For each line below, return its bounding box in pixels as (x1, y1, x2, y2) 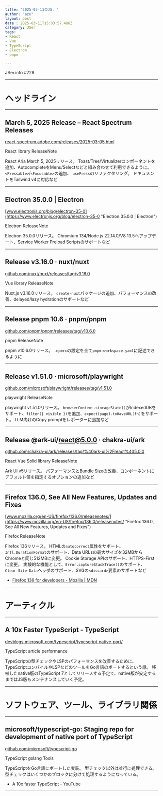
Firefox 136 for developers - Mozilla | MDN (12, 577, 97, 583)
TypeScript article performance (5, 648, 68, 654)
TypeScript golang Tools (5, 755, 54, 761)
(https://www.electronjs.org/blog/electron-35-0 (5, 213, 100, 219)
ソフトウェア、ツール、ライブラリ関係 (5, 699, 158, 711)
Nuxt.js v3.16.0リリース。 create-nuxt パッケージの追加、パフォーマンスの (5, 290, 152, 296)
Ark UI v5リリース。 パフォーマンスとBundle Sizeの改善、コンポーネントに (5, 468, 154, 474)
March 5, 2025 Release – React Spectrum (5, 118, 132, 127)
